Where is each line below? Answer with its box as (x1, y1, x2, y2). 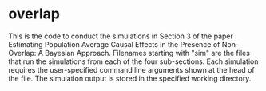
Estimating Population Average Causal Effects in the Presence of (8, 39, 220, 49)
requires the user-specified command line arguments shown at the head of (8, 65, 255, 74)
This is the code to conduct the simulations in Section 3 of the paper (8, 31, 234, 41)
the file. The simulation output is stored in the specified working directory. (8, 73, 252, 83)
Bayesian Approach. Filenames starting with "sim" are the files (45, 48, 250, 57)
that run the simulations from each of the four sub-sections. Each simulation (8, 57, 259, 66)
